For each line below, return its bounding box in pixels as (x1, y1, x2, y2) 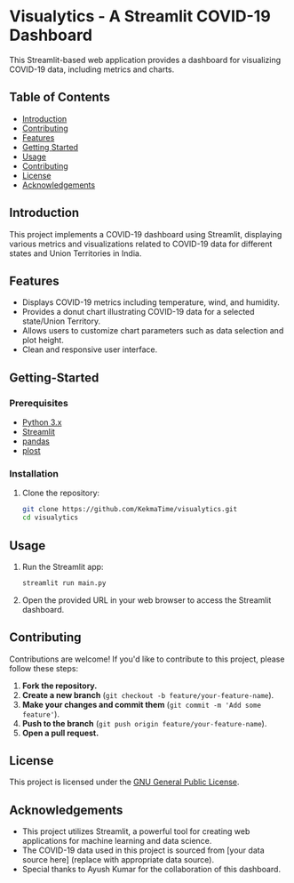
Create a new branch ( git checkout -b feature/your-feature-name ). (21, 689, 274, 700)
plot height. (21, 335, 64, 346)
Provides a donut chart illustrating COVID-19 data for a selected (21, 307, 255, 317)
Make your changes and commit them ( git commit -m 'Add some (21, 699, 262, 710)
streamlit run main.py (21, 578, 107, 588)
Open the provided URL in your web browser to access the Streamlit (21, 594, 272, 606)
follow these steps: (9, 662, 78, 673)
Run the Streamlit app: (21, 561, 104, 572)
